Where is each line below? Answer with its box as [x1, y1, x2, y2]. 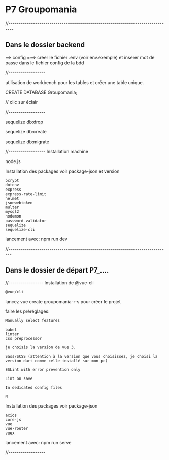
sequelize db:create [5, 128, 47, 134]
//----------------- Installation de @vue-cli [5, 279, 94, 286]
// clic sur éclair [5, 99, 38, 105]
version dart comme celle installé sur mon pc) [5, 358, 108, 363]
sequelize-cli [5, 227, 36, 232]
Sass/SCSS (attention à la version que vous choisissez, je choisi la [5, 354, 158, 359]
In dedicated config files [5, 385, 62, 390]
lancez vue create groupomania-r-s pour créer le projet [5, 298, 121, 304]
